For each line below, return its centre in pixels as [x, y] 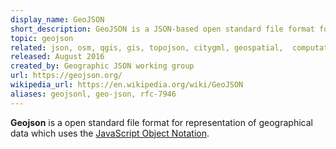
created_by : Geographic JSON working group [102, 66]
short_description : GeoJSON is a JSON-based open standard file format [162, 29]
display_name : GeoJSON [57, 19]
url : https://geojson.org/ [66, 76]
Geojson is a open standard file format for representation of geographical [161, 122]
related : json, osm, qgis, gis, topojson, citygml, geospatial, [147, 47]
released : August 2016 [57, 57]
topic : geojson [42, 38]
